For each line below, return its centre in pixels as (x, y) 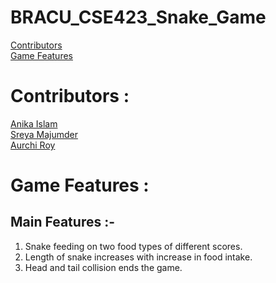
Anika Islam (34, 123)
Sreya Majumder (44, 134)
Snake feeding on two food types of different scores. (133, 246)
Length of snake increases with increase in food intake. (138, 257)
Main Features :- (63, 222)
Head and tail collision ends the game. (103, 267)
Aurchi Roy (33, 145)
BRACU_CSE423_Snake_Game (138, 17)
